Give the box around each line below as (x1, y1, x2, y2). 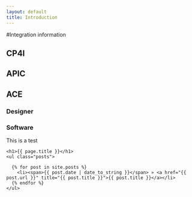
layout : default (6, 8, 47, 15)
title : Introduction (6, 14, 58, 20)
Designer (6, 107, 34, 115)
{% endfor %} (11, 180, 44, 186)
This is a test (6, 136, 38, 144)
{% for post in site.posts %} (11, 164, 87, 170)
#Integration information (6, 31, 66, 38)
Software (6, 123, 34, 132)
